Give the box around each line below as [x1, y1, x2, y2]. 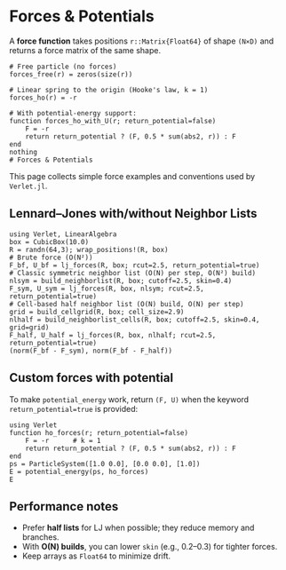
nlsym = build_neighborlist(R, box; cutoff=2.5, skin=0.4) [9, 276, 233, 285]
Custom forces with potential [9, 370, 174, 385]
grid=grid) [9, 322, 50, 332]
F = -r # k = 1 [25, 436, 101, 445]
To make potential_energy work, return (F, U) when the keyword [9, 393, 250, 405]
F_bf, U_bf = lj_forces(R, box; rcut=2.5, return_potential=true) [9, 260, 260, 270]
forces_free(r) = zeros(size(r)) [9, 69, 133, 79]
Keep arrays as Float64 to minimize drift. [21, 550, 171, 561]
